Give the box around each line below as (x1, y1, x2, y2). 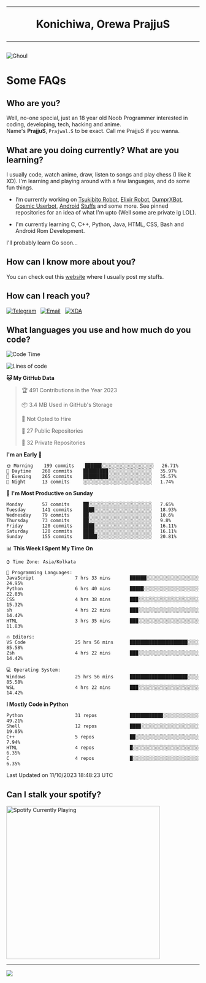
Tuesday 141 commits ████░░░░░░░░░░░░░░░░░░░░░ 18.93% (6, 507, 177, 513)
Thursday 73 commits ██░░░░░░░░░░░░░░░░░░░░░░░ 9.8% (6, 518, 172, 524)
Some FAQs (6, 74, 66, 88)
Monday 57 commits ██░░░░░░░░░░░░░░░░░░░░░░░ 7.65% (6, 501, 174, 508)
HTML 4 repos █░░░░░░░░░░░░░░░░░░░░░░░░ (6, 745, 199, 751)
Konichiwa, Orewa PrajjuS (36, 17, 170, 31)
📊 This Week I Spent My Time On (6, 545, 93, 552)
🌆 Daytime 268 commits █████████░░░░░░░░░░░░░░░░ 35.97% (6, 468, 177, 474)
